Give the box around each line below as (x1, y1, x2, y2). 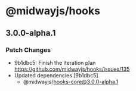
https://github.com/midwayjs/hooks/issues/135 (14, 65, 130, 73)
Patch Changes (5, 46, 51, 54)
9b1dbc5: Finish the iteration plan (14, 59, 96, 66)
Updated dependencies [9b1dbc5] (14, 71, 99, 79)
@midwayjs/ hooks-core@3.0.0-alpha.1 (23, 78, 119, 85)
